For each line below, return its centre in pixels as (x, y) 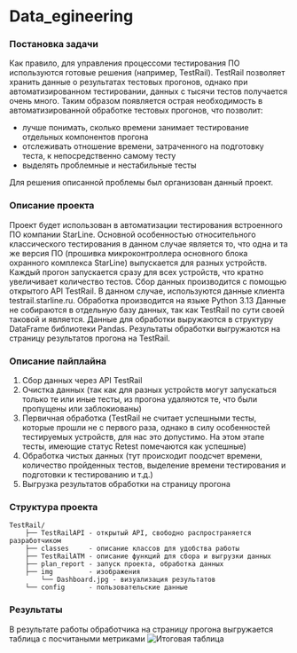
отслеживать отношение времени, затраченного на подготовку (143, 146)
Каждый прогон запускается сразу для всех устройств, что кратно (137, 271)
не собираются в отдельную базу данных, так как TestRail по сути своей (147, 310)
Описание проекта (52, 206)
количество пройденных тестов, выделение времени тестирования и (154, 465)
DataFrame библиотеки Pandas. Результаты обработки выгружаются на (145, 328)
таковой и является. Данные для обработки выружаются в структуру (141, 319)
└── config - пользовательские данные (107, 587)
